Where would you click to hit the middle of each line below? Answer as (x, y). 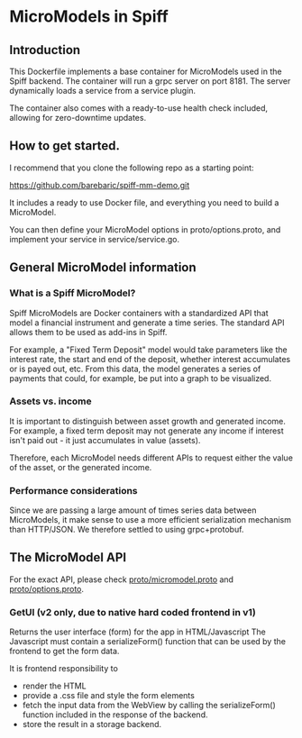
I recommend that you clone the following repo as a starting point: (132, 168)
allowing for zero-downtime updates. (78, 118)
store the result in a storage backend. (92, 724)
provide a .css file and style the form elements (109, 696)
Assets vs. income (50, 401)
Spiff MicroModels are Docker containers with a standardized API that (139, 313)
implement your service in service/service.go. (95, 239)
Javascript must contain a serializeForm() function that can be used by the (148, 642)
